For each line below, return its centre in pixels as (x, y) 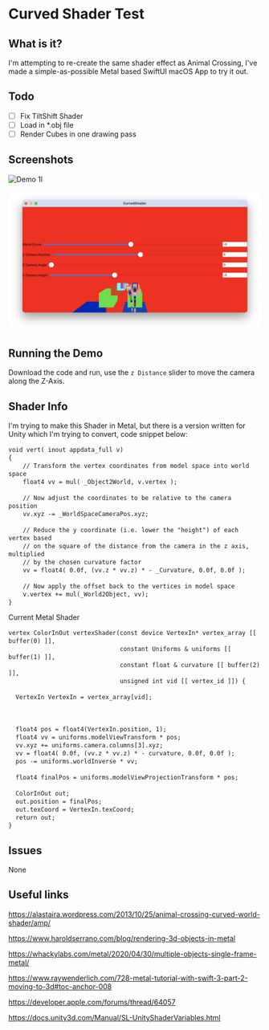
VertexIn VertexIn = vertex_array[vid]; (84, 698)
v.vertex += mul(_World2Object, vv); (86, 595)
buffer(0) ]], (32, 641)
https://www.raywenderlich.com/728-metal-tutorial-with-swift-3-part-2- (128, 978)
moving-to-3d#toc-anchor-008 (60, 986)
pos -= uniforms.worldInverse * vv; (77, 762)
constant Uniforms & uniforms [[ (175, 649)
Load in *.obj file (47, 124)
